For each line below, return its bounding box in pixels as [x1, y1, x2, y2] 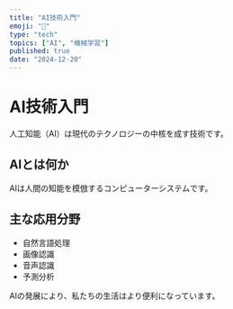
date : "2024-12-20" [9, 55, 83, 64]
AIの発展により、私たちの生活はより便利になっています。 [9, 290, 220, 301]
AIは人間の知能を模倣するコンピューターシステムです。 [9, 182, 213, 194]
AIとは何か [9, 157, 69, 172]
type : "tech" [9, 30, 58, 39]
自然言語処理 [22, 237, 70, 248]
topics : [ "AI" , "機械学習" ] [9, 38, 110, 48]
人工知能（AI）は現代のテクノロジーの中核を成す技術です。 [9, 128, 229, 139]
